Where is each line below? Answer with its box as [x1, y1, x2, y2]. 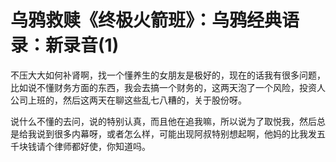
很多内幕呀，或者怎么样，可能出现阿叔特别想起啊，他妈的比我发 [53, 127, 317, 140]
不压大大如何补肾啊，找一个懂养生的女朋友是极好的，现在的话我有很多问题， [10, 69, 326, 81]
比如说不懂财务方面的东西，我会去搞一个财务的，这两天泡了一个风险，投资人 [10, 81, 326, 93]
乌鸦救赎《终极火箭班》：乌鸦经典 [10, 9, 283, 32]
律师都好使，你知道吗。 [53, 140, 151, 152]
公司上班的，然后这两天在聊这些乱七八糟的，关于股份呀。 [10, 94, 247, 106]
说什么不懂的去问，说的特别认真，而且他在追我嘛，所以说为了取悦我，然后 [10, 115, 317, 127]
